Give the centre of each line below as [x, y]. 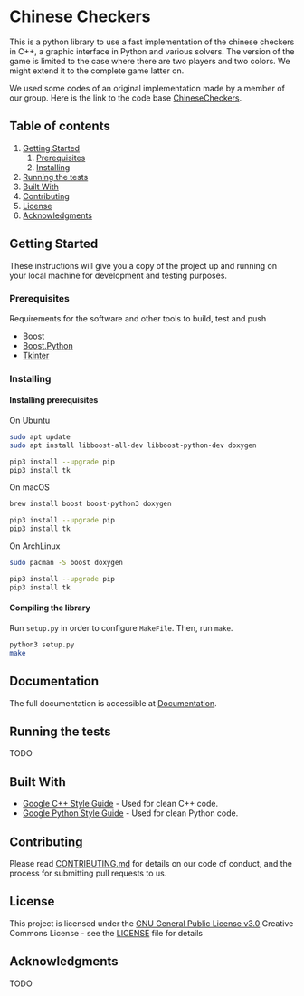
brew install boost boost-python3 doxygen [90, 504]
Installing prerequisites [54, 400]
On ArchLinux [35, 546]
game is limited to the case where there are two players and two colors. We [150, 61]
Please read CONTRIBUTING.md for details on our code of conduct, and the [151, 863]
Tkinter [36, 355]
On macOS [29, 487]
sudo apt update [40, 436]
